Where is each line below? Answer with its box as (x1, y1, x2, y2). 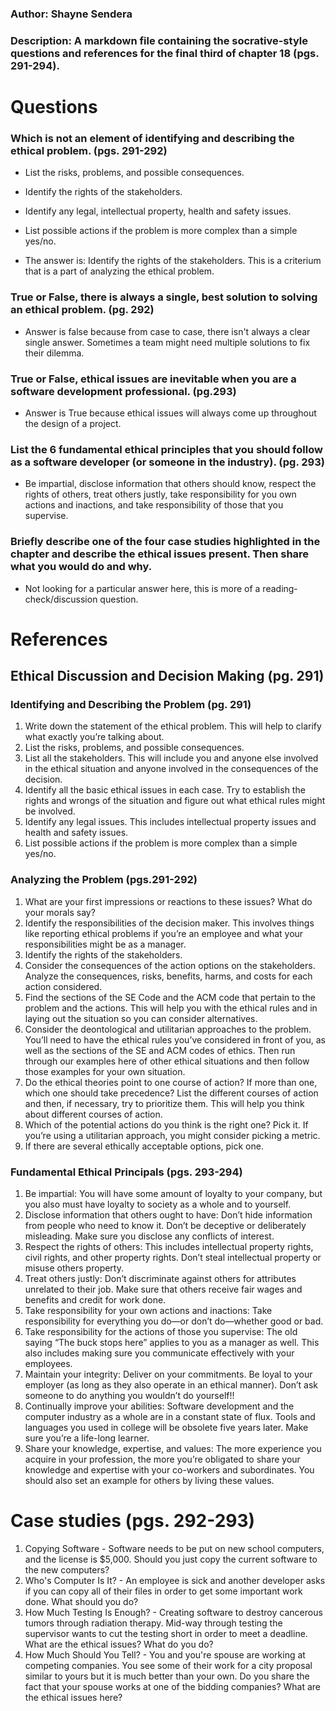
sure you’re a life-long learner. (24, 1432, 150, 1444)
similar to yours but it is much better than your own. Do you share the (24, 1670, 310, 1682)
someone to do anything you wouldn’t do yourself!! (24, 1389, 235, 1401)
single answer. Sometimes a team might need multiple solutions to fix (24, 336, 311, 348)
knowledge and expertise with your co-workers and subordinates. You (24, 1463, 315, 1476)
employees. (24, 1357, 73, 1369)
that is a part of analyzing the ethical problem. (24, 265, 215, 277)
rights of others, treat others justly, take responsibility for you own (24, 488, 297, 501)
